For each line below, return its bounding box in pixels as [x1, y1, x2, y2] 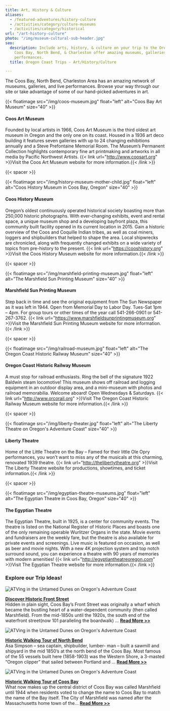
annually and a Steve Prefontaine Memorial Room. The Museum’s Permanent [5, 143, 165, 149]
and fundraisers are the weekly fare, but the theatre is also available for [5, 535, 154, 541]
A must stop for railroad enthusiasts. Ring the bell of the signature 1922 [5, 374, 153, 380]
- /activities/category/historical [10, 26, 85, 32]
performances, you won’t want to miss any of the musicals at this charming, [5, 454, 163, 460]
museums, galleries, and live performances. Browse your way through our [5, 83, 159, 90]
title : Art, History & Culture [5, 7, 71, 13]
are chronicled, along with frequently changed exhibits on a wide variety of [5, 240, 162, 246]
